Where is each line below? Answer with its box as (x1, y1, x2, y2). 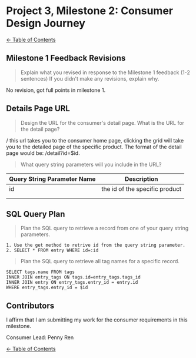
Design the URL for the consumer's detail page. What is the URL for (20, 119, 184, 126)
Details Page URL (6, 104, 71, 114)
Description (124, 175, 158, 183)
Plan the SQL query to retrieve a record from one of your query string (20, 225, 189, 232)
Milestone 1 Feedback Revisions (6, 53, 126, 63)
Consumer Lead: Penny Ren (6, 334, 74, 341)
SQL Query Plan (6, 209, 65, 219)
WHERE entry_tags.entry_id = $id (6, 284, 88, 291)
